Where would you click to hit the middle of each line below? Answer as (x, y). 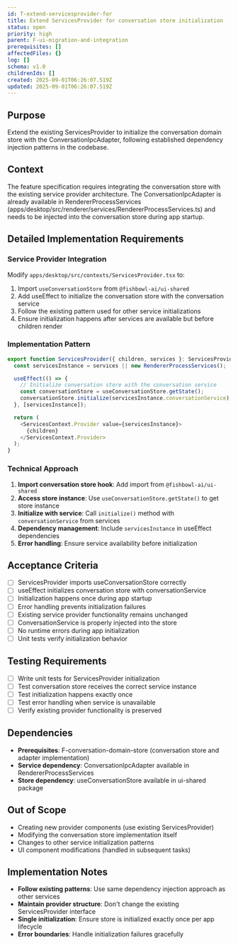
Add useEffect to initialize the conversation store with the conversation (121, 296)
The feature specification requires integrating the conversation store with (114, 186)
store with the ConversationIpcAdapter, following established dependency (115, 140)
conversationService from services (69, 520)
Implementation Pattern (49, 345)
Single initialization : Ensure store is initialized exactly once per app (116, 919)
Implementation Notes (58, 872)
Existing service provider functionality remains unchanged (102, 615)
